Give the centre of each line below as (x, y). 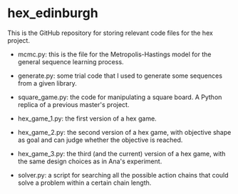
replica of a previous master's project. (73, 104)
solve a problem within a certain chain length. (84, 183)
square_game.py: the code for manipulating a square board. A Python (120, 97)
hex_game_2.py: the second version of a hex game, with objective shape (124, 132)
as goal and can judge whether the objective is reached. (100, 140)
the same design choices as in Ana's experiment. (90, 161)
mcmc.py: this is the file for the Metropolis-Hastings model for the (114, 54)
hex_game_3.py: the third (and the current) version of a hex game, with (121, 153)
